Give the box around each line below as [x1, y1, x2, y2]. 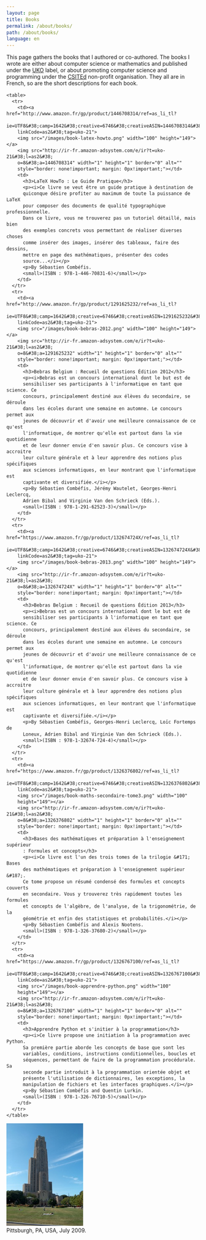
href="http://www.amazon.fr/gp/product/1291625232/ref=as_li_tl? [6, 301, 177, 307]
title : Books [6, 16, 40, 23]
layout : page [6, 10, 40, 16]
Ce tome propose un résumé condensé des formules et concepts [22, 879, 185, 885]
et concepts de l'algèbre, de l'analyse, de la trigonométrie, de [22, 903, 196, 909]
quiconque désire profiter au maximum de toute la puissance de [22, 190, 191, 197]
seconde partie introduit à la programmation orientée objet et [22, 1069, 191, 1075]
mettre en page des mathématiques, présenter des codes [22, 252, 169, 258]
